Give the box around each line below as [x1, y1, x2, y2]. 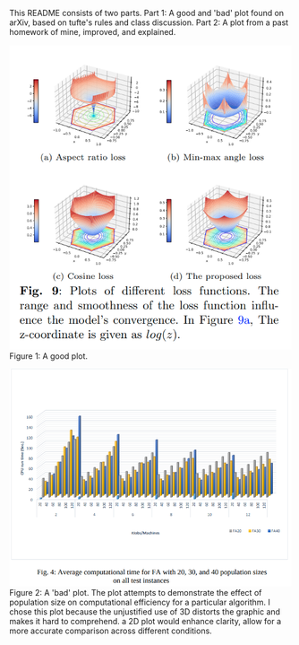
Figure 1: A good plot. [9, 350, 88, 362]
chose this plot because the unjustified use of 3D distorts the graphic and [9, 606, 280, 617]
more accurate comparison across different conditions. [9, 625, 212, 636]
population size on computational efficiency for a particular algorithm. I [9, 597, 271, 608]
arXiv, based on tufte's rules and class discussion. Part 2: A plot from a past [9, 17, 289, 28]
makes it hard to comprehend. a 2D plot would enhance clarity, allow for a [9, 616, 282, 627]
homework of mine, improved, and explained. [9, 27, 176, 37]
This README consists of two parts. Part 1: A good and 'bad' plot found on [9, 8, 285, 18]
